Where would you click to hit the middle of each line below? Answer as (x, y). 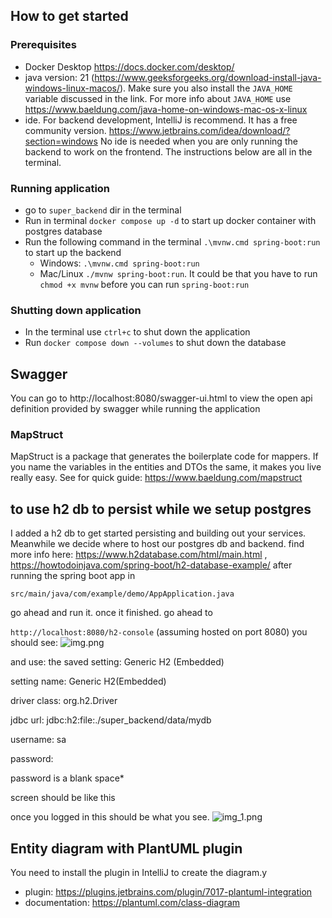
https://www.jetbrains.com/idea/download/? (199, 130)
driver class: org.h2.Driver (64, 701)
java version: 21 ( (59, 77)
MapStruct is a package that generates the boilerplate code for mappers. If (164, 456)
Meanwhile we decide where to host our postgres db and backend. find (157, 544)
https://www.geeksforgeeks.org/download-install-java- (208, 77)
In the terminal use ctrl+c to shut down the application (137, 332)
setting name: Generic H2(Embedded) (88, 681)
